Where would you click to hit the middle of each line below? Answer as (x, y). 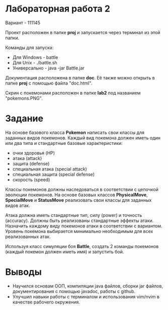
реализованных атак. (28, 237)
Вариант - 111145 (23, 23)
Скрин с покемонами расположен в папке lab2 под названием (73, 93)
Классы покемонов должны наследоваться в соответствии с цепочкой (82, 189)
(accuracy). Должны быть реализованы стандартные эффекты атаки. (79, 220)
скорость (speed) (31, 180)
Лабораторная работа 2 (58, 9)
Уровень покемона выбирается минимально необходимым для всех (79, 231)
